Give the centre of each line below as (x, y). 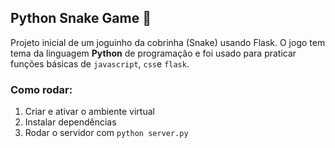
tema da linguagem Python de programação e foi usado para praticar (153, 53)
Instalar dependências (70, 122)
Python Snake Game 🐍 (81, 18)
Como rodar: (41, 89)
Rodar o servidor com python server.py (106, 133)
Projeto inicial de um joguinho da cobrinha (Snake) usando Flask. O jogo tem (168, 42)
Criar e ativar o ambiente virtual (89, 112)
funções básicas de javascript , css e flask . (100, 63)
